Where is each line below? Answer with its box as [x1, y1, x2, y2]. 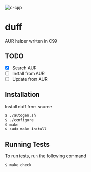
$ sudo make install [5, 127, 47, 131]
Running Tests [5, 140, 50, 149]
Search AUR [12, 65, 36, 71]
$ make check [5, 163, 32, 168]
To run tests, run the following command [5, 153, 86, 159]
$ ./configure [5, 117, 34, 122]
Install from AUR [12, 70, 45, 76]
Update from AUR [12, 76, 48, 82]
